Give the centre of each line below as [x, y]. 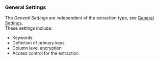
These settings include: [29, 28]
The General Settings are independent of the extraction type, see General [79, 18]
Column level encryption [37, 48]
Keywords [22, 38]
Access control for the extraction [45, 53]
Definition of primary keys [38, 43]
